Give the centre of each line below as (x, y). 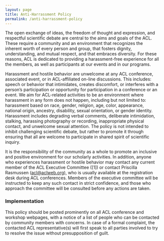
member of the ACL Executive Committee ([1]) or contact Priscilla (71, 167)
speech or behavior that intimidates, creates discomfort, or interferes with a (82, 84)
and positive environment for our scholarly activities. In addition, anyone (78, 157)
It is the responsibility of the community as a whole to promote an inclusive (81, 152)
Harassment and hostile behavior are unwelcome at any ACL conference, (79, 74)
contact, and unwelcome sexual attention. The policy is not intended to (77, 126)
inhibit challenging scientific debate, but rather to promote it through (74, 132)
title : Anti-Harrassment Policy (38, 14)
